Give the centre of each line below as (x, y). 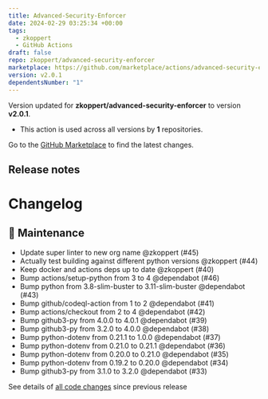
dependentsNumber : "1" (46, 82)
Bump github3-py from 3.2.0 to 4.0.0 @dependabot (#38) (114, 329)
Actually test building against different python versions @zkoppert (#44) (139, 261)
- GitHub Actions (44, 45)
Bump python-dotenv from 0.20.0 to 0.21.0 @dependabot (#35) (124, 354)
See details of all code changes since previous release (98, 386)
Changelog (45, 204)
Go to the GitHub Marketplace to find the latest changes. (101, 144)
